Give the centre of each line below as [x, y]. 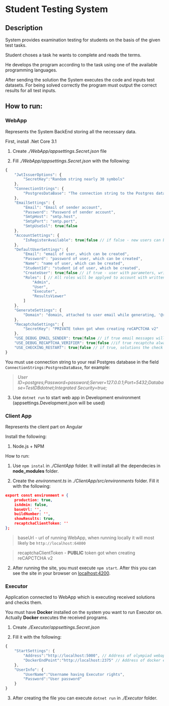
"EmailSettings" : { [35, 203]
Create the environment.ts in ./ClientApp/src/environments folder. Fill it [86, 481]
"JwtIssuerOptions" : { [38, 174]
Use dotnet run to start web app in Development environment [76, 397]
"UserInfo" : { [29, 670]
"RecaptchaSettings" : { [39, 324]
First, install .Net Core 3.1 [31, 141]
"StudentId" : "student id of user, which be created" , [82, 268]
